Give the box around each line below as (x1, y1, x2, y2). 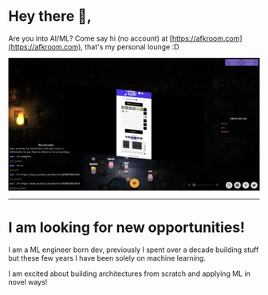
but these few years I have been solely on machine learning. (8, 253, 206, 262)
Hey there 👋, (8, 7, 92, 26)
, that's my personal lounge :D (81, 41, 179, 51)
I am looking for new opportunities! (8, 218, 246, 236)
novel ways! (8, 277, 48, 286)
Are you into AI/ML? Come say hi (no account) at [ (8, 33, 173, 43)
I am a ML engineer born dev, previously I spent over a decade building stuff (8, 245, 259, 254)
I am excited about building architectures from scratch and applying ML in (8, 269, 251, 278)
